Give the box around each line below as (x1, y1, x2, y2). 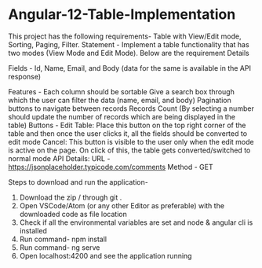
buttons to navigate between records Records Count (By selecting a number (8, 104, 255, 113)
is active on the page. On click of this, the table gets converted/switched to (8, 145, 251, 155)
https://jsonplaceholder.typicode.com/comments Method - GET (8, 162, 213, 171)
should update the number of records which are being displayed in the (8, 112, 235, 121)
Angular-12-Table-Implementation (8, 6, 236, 24)
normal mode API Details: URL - (8, 153, 111, 163)
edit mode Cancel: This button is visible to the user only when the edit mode (8, 137, 254, 146)
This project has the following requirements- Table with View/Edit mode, (8, 31, 242, 41)
